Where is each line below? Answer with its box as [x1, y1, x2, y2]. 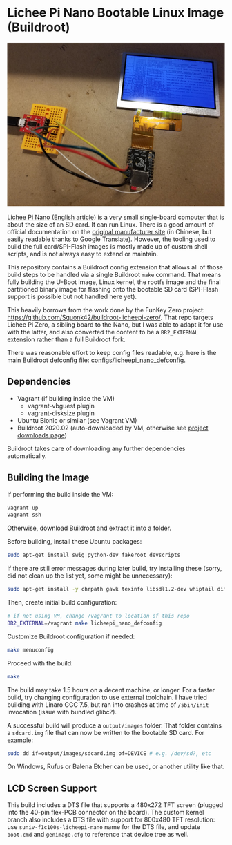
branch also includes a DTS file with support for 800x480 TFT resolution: [7, 815, 215, 824]
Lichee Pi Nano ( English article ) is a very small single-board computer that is [7, 213, 224, 221]
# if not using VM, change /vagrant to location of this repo [7, 613, 190, 620]
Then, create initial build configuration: [7, 598, 117, 607]
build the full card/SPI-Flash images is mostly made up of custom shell [7, 242, 208, 250]
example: [7, 736, 33, 744]
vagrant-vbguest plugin [27, 401, 95, 410]
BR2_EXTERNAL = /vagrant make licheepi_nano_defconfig [7, 620, 162, 627]
